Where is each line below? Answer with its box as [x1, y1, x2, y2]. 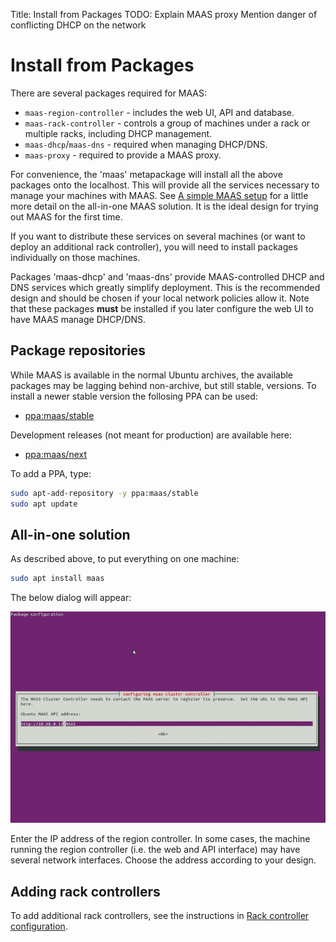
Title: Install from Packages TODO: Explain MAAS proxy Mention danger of [10, 9, 318, 20]
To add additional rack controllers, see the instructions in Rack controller [10, 910, 310, 922]
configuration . [10, 920, 68, 933]
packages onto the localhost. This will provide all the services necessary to [10, 179, 320, 191]
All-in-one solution [10, 526, 131, 543]
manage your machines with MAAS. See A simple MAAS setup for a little [10, 189, 309, 201]
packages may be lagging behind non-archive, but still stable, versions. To [10, 379, 317, 391]
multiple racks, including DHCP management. [24, 127, 213, 139]
